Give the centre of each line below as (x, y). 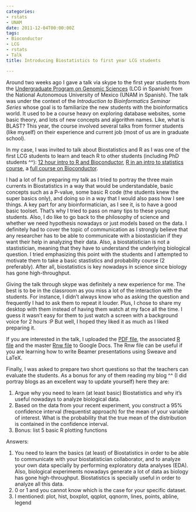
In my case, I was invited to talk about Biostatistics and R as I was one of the (98, 149)
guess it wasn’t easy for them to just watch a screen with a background (92, 315)
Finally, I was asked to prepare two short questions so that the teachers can (97, 369)
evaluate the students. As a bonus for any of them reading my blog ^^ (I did (97, 375)
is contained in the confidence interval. (61, 424)
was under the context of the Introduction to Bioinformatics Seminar (88, 101)
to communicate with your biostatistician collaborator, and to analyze (97, 459)
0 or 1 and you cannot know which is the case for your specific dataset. (101, 490)
